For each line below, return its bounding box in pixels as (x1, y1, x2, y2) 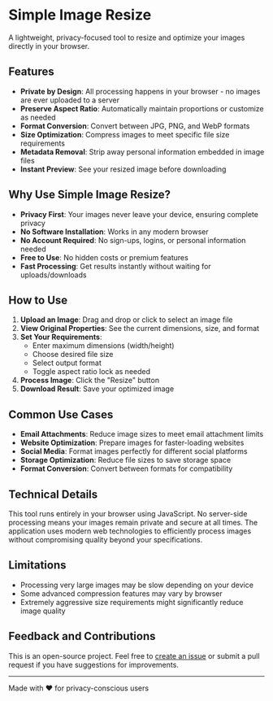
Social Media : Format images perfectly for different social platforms (19, 446, 248, 456)
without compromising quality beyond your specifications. (8, 535, 203, 544)
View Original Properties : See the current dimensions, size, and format (19, 324, 260, 333)
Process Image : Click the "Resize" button (19, 376, 160, 385)
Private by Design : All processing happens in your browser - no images (19, 86, 261, 96)
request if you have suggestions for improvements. (8, 660, 179, 669)
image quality (19, 606, 67, 616)
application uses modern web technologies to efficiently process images (8, 526, 252, 536)
